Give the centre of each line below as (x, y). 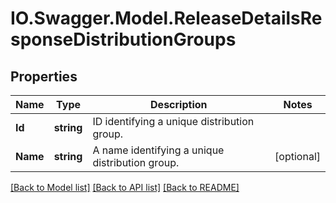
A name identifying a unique (158, 150)
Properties (44, 76)
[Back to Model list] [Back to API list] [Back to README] (125, 187)
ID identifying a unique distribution (173, 121)
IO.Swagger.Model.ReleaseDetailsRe (166, 18)
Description (179, 104)
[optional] (297, 156)
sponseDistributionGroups (123, 39)
